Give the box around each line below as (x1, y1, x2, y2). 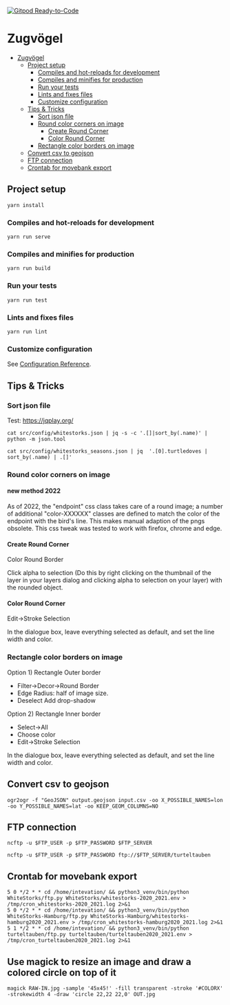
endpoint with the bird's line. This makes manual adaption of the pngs (7, 517, 205, 525)
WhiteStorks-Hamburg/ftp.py (7, 913, 88, 920)
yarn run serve (7, 233, 51, 241)
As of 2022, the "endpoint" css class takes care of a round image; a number (7, 502, 223, 511)
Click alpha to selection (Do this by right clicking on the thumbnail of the (7, 569, 211, 577)
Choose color (17, 730, 56, 739)
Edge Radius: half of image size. (17, 689, 109, 697)
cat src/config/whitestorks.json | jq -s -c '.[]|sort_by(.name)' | (7, 429, 208, 436)
